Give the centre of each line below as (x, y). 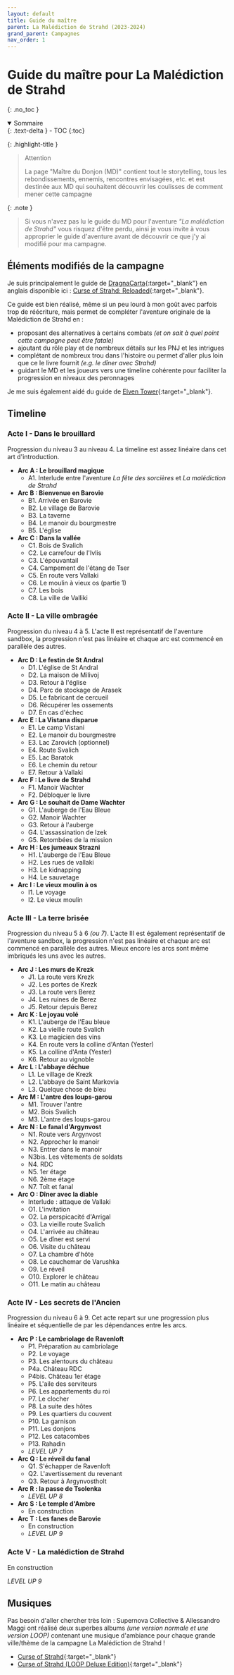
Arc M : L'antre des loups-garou (65, 1097)
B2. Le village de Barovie (64, 508)
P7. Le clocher (48, 1399)
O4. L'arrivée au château (64, 1232)
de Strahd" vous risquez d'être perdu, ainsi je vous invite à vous (117, 229)
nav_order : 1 (26, 40)
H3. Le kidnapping (54, 870)
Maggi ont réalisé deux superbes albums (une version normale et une (108, 1628)
